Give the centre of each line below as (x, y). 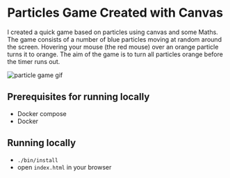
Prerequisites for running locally (79, 97)
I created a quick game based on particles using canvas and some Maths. (113, 32)
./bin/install (38, 160)
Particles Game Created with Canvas (115, 13)
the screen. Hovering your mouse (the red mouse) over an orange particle (113, 47)
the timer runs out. (34, 61)
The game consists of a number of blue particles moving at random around (115, 39)
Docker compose (42, 113)
